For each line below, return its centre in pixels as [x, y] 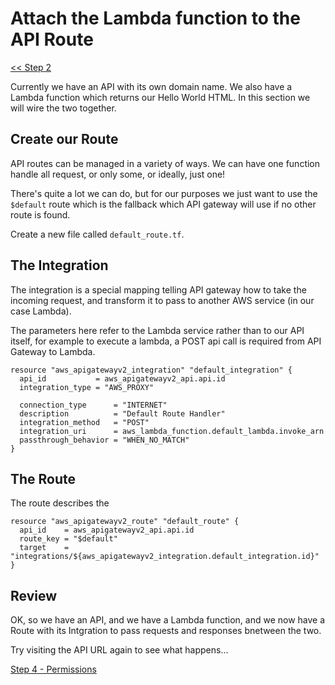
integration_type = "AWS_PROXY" [87, 387]
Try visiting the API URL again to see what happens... [119, 650]
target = [44, 548]
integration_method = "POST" [84, 422]
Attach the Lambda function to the [155, 18]
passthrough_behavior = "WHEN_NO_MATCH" [104, 440]
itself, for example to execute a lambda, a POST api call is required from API [166, 341]
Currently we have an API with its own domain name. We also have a [151, 86]
